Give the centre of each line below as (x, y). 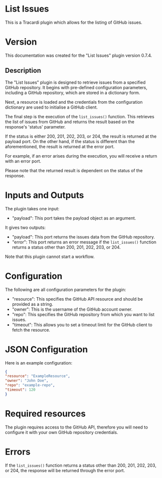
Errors (18, 452)
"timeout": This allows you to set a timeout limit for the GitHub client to (82, 325)
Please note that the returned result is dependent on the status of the (74, 170)
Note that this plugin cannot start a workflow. (50, 256)
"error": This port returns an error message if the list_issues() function (84, 242)
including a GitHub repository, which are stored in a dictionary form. (73, 93)
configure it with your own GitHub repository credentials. (62, 432)
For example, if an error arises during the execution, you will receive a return (81, 156)
